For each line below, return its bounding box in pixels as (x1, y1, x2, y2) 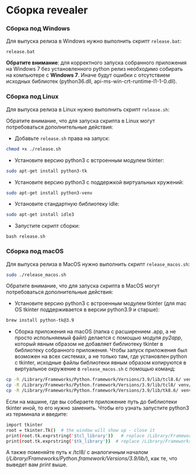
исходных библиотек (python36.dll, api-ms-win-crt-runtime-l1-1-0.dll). (6, 78, 177, 85)
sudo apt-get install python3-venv (6, 190, 93, 196)
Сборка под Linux (6, 92, 59, 101)
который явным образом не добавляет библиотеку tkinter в (14, 341, 163, 348)
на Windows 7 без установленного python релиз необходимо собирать (6, 66, 183, 73)
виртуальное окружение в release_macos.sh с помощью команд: (14, 365, 176, 372)
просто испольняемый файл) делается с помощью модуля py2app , (14, 334, 183, 341)
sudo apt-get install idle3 (6, 212, 75, 218)
